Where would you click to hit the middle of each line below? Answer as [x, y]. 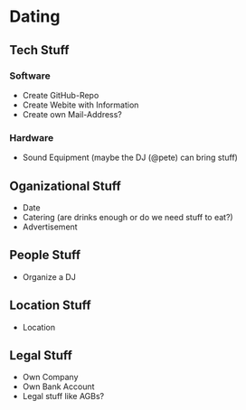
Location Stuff [51, 306]
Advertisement [50, 227]
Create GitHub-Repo [61, 95]
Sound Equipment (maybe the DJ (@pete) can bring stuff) [130, 158]
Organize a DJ [49, 276]
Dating [35, 17]
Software [30, 76]
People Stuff [45, 255]
